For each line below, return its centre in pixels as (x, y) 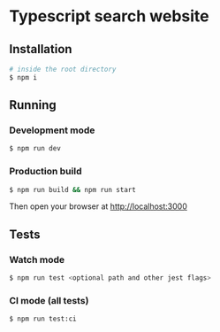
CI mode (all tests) (49, 300)
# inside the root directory (63, 69)
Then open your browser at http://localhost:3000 (98, 206)
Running (33, 105)
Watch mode (37, 259)
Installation (41, 49)
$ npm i (23, 77)
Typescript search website (109, 16)
